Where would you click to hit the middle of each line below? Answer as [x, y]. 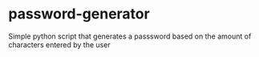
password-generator [79, 14]
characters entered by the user [59, 44]
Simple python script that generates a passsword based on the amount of [130, 36]
